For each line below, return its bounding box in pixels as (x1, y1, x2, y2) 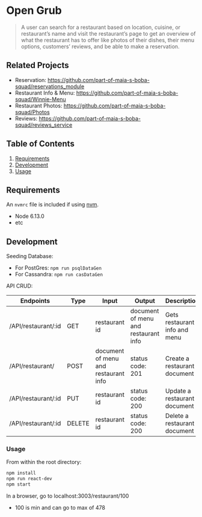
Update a (165, 387, 191, 395)
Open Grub (6, 4, 62, 17)
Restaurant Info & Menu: (14, 89, 75, 97)
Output (134, 297, 155, 305)
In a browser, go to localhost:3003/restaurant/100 (6, 492, 129, 500)
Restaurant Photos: (14, 102, 63, 109)
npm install (6, 470, 36, 477)
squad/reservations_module (14, 83, 85, 90)
